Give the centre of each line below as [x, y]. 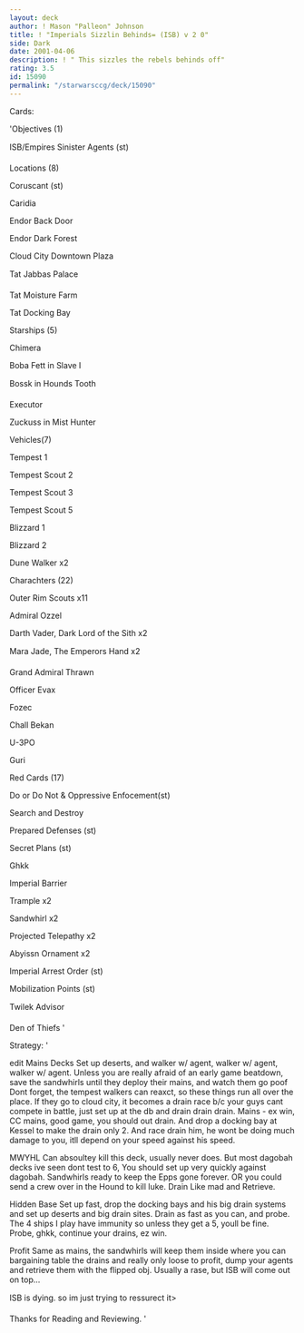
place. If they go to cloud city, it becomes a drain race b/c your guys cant [147, 1101]
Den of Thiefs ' [37, 1027]
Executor [26, 404]
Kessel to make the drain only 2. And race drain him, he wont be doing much [152, 1130]
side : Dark [30, 43]
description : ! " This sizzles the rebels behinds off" [117, 60]
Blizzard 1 [27, 527]
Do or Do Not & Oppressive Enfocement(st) [90, 795]
